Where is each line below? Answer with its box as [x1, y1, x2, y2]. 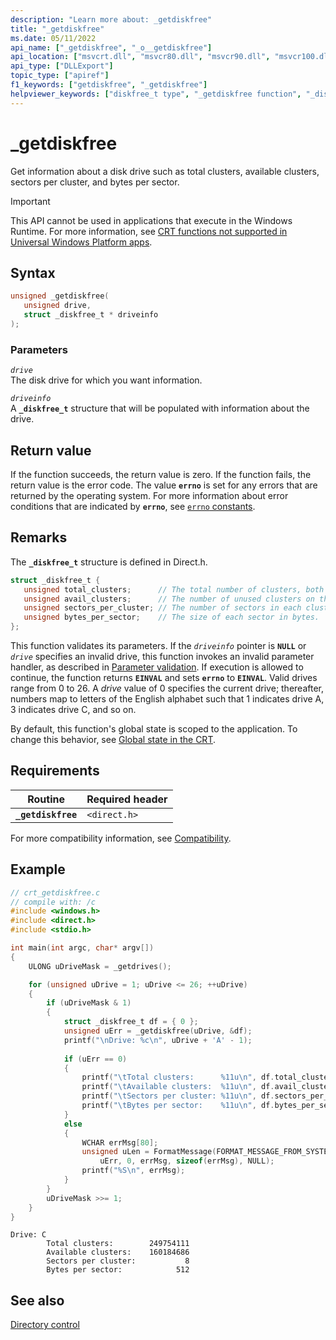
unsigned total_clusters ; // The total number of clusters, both [23, 584, 325, 595]
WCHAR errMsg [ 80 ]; [81, 1137, 159, 1148]
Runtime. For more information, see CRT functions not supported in [10, 225, 288, 237]
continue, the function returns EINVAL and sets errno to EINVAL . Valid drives [10, 672, 318, 684]
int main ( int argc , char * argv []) [10, 943, 155, 953]
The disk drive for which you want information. [10, 374, 203, 386]
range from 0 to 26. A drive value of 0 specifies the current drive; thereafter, [10, 682, 324, 695]
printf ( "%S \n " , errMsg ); [81, 1166, 186, 1176]
